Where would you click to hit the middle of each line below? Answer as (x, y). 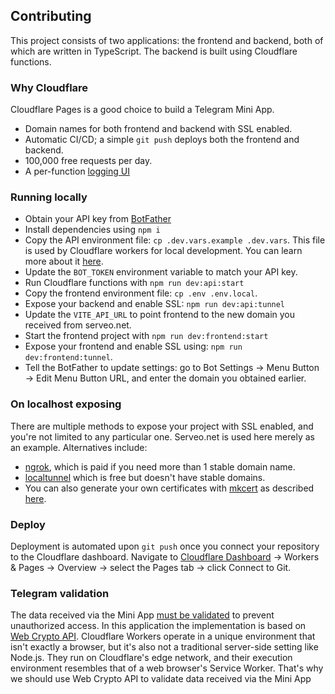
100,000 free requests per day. (88, 161)
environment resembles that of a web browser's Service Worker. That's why (167, 668)
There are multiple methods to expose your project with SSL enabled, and (162, 426)
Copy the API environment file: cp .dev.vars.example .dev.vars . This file (175, 240)
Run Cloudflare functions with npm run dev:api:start (134, 283)
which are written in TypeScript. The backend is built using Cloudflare (154, 51)
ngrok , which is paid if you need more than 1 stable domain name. (160, 466)
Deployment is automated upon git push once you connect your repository (165, 546)
